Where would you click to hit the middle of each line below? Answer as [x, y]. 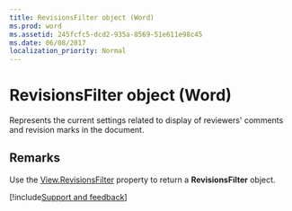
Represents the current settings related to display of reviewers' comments [146, 120]
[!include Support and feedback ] [68, 197]
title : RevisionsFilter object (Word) [82, 18]
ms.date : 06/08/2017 [48, 43]
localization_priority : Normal [68, 51]
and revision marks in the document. [77, 130]
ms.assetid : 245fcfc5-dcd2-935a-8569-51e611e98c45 [106, 34]
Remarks [35, 158]
